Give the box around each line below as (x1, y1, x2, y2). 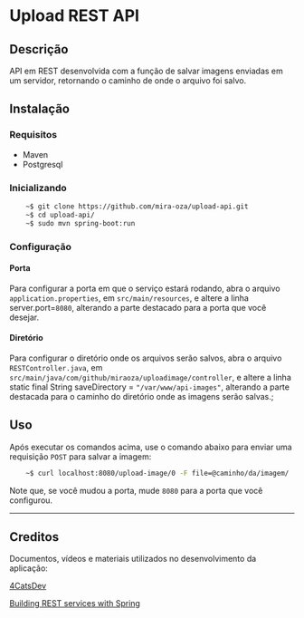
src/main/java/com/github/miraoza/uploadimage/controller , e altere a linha (9, 372, 291, 382)
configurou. (9, 495, 52, 506)
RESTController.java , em (9, 362, 103, 372)
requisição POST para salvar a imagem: (9, 450, 152, 462)
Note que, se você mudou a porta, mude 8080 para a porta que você (9, 485, 263, 496)
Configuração (9, 240, 72, 253)
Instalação (9, 101, 71, 117)
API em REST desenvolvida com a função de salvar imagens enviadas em (9, 65, 283, 76)
